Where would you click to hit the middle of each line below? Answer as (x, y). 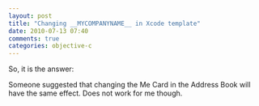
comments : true (34, 38)
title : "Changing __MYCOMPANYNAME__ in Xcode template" (104, 23)
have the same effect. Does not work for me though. (96, 93)
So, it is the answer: (41, 69)
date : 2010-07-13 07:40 (49, 31)
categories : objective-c (50, 46)
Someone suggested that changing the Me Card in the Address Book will (129, 85)
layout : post (30, 16)
